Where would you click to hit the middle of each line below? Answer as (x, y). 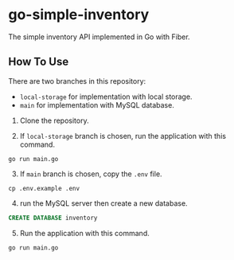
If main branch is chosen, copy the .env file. (91, 174)
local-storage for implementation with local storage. (106, 97)
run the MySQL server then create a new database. (104, 203)
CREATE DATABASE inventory (53, 218)
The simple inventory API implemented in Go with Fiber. (99, 37)
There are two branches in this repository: (77, 81)
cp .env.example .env (44, 188)
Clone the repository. (54, 120)
